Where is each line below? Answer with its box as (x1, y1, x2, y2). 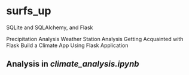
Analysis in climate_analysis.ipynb (6, 59, 139, 69)
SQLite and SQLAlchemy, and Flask (6, 24, 93, 31)
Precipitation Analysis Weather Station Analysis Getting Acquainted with (6, 35, 184, 42)
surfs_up (6, 4, 51, 18)
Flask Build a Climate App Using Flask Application (6, 42, 129, 49)
